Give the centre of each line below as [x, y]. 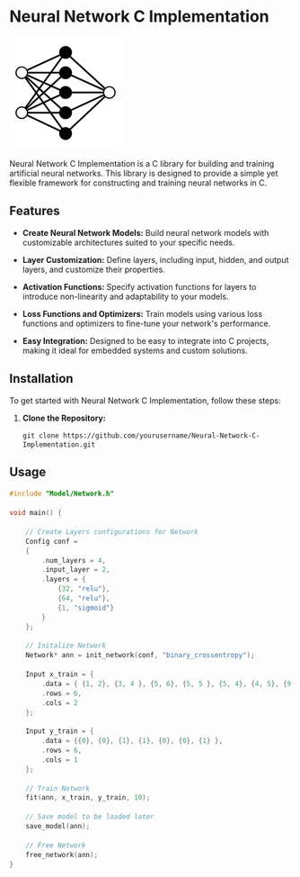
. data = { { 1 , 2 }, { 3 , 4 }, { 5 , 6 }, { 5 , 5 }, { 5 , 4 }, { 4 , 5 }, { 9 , [168, 683]
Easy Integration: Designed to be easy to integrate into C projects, [146, 340]
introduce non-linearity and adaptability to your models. [125, 296]
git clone [41, 435]
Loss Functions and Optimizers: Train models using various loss [142, 313]
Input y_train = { [60, 731]
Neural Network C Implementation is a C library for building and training [142, 163]
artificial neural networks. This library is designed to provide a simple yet [144, 173]
